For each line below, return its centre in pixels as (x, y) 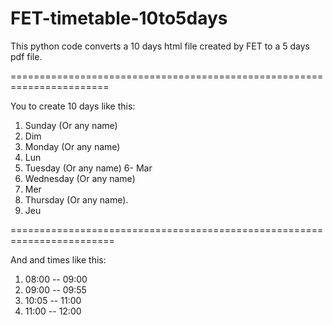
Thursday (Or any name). (76, 199)
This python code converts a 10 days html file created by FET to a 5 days (160, 46)
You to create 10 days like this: (73, 106)
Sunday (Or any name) (71, 125)
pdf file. (26, 56)
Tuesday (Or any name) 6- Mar (88, 168)
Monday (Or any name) (72, 146)
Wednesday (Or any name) (80, 178)
